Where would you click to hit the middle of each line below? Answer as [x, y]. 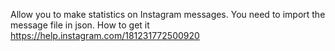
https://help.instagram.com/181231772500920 [105, 35]
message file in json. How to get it [80, 25]
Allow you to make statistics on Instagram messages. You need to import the [168, 14]
